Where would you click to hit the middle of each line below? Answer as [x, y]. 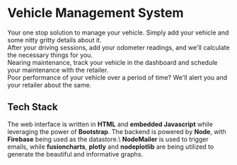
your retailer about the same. [50, 85]
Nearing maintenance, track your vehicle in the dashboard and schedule [112, 62]
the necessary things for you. [50, 55]
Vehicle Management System [96, 13]
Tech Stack [33, 107]
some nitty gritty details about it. [54, 39]
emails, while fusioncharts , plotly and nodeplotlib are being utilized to [111, 147]
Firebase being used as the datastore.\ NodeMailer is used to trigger [108, 139]
